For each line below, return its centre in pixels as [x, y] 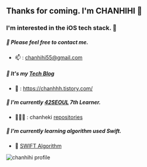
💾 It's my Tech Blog [30, 73]
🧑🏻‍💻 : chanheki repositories [49, 117]
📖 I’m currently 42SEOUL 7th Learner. [54, 102]
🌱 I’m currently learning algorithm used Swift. [64, 131]
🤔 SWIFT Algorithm [38, 146]
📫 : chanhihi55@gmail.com [49, 58]
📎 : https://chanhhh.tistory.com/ [54, 89]
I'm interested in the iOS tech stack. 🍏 [62, 28]
